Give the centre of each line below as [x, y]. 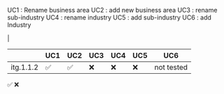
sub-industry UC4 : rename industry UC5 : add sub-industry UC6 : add [110, 17]
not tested [171, 67]
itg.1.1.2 [24, 67]
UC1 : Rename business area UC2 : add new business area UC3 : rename [112, 10]
